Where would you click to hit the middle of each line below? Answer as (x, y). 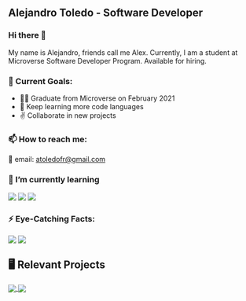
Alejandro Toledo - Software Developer (105, 13)
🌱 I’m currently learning (54, 180)
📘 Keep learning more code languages (81, 106)
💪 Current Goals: (40, 81)
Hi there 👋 (28, 35)
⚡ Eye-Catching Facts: (52, 218)
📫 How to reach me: (48, 139)
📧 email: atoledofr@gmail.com (57, 160)
